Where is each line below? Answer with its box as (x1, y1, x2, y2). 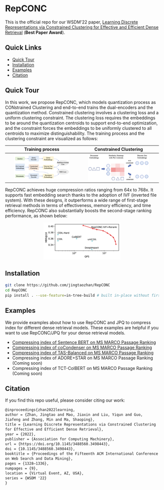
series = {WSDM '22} (5, 476, 47, 481)
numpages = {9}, (5, 466, 38, 471)
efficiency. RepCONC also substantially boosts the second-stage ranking (5, 207, 152, 213)
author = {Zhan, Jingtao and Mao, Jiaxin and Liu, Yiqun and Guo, (5, 412, 143, 417)
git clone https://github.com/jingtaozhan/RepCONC (5, 283, 110, 288)
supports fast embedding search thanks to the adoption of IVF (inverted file (5, 192, 157, 198)
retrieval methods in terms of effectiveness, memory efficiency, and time (5, 202, 151, 208)
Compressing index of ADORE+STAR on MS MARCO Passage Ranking (12, 355, 153, 361)
